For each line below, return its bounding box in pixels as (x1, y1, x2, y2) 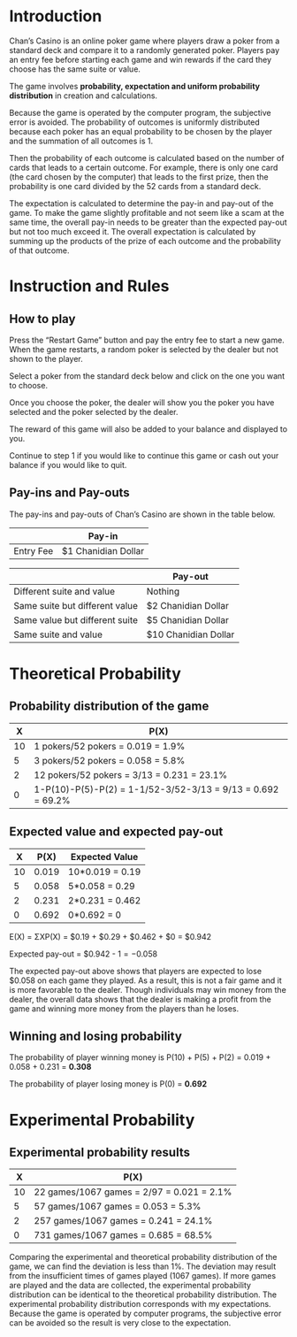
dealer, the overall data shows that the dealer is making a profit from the (9, 994, 271, 1004)
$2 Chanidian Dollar (146, 599, 230, 611)
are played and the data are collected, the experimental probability (9, 1280, 252, 1291)
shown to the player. (9, 353, 84, 364)
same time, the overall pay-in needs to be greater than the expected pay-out (9, 217, 287, 227)
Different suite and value (13, 585, 116, 597)
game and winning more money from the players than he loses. (9, 1003, 240, 1014)
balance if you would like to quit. (9, 459, 127, 470)
